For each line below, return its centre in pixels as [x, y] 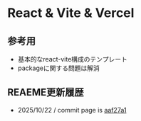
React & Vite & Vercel [71, 13]
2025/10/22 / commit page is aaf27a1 [72, 110]
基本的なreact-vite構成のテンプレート [73, 59]
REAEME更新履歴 [46, 92]
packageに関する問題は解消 [58, 68]
